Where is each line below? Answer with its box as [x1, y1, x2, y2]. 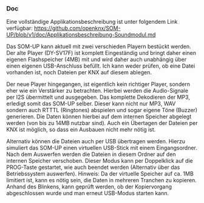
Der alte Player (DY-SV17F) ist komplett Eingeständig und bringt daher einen [6, 49, 196, 57]
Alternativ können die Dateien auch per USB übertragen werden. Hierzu [6, 138, 185, 145]
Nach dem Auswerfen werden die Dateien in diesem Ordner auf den [6, 151, 176, 158]
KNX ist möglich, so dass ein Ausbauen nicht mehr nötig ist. [6, 126, 156, 134]
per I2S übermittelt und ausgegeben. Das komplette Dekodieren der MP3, [6, 93, 190, 101]
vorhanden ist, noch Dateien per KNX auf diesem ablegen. [6, 69, 152, 76]
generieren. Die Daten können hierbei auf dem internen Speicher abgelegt [6, 113, 192, 120]
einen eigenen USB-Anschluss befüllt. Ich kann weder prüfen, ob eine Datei [6, 62, 195, 69]
